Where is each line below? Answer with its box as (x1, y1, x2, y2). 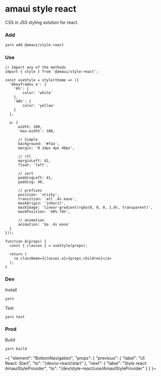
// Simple (17, 137, 38, 142)
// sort (17, 171, 34, 176)
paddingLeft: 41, (17, 176, 53, 180)
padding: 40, (17, 180, 45, 185)
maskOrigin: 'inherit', (17, 201, 66, 206)
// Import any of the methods (5, 65, 66, 70)
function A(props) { (5, 239, 47, 244)
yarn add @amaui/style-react (5, 43, 64, 48)
